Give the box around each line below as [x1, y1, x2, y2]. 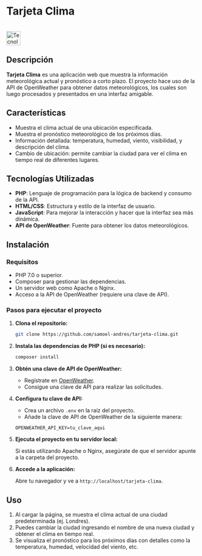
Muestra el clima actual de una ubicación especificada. [15, 124, 153, 131]
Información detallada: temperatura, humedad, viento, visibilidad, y [15, 136, 183, 144]
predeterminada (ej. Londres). [15, 517, 90, 524]
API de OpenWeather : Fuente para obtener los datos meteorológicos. [15, 222, 189, 229]
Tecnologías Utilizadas [6, 173, 95, 184]
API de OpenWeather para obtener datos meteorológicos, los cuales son [6, 84, 187, 91]
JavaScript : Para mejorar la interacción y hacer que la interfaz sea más [15, 209, 194, 216]
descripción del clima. [15, 143, 71, 150]
